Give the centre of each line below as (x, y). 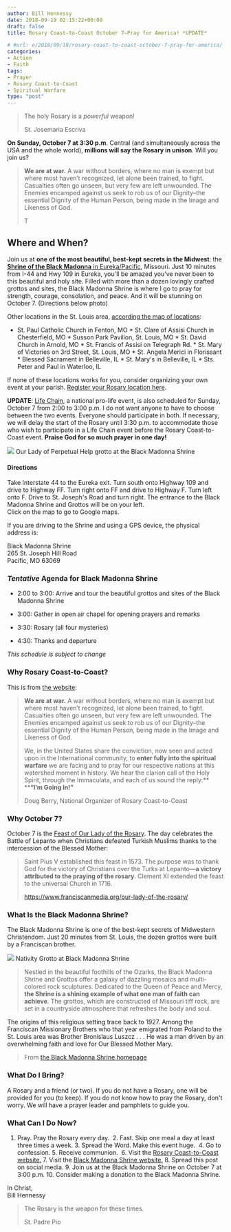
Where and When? (48, 242)
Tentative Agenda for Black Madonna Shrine (82, 579)
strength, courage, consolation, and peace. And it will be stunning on (105, 296)
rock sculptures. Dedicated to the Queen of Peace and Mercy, (135, 986)
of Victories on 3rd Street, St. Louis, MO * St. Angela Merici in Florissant (119, 352)
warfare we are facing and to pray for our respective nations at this (119, 765)
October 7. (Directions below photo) (58, 303)
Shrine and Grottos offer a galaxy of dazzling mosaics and (106, 980)
